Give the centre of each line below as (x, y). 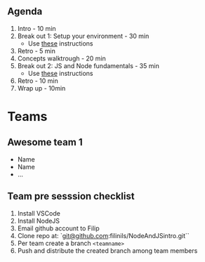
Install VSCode (39, 213)
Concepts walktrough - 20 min (62, 58)
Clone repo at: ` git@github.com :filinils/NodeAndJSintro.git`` (103, 235)
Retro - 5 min (37, 51)
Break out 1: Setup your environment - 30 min (83, 36)
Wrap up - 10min (41, 88)
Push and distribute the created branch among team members (107, 250)
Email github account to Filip (58, 228)
